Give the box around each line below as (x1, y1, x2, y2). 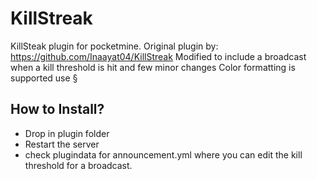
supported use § (10, 72, 78, 84)
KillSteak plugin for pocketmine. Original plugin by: (10, 40, 219, 52)
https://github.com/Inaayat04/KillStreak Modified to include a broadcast (10, 50, 307, 62)
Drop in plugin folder (24, 127, 110, 139)
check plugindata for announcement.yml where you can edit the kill (24, 148, 303, 161)
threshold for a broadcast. (24, 159, 133, 171)
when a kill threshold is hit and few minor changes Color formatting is (10, 61, 296, 73)
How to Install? (10, 101, 105, 118)
